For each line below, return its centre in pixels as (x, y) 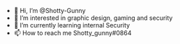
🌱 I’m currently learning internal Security (72, 25)
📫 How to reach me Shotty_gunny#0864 (73, 33)
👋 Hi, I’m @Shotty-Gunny (50, 11)
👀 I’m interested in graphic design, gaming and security (93, 18)
